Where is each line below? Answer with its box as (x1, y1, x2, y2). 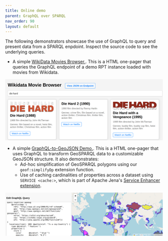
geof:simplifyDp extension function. (19, 166, 95, 172)
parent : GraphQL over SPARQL (5, 13, 66, 19)
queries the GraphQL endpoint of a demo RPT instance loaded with (12, 64, 151, 70)
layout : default (5, 24, 39, 29)
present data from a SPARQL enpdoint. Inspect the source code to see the (5, 44, 158, 50)
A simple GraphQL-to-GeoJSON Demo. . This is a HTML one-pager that (12, 145, 159, 151)
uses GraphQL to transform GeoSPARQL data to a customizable (12, 150, 143, 156)
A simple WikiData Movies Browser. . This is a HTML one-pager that (12, 59, 151, 65)
